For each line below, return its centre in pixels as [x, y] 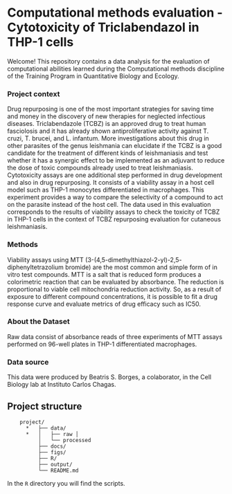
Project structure [45, 406]
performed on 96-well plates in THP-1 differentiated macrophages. [102, 344]
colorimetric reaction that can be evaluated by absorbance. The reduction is [116, 282]
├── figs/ [52, 452]
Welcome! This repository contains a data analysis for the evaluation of [108, 61]
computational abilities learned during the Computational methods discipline [116, 68]
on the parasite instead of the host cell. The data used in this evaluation [109, 205]
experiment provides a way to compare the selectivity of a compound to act [115, 197]
